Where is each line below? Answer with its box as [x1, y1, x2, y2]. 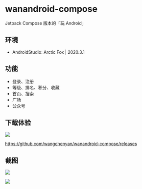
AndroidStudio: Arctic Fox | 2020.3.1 [12, 49, 85, 55]
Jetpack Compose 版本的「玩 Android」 [5, 20, 87, 26]
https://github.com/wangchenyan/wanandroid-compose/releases [5, 141, 137, 147]
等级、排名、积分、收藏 [12, 84, 60, 90]
